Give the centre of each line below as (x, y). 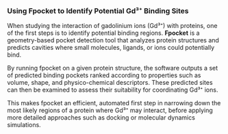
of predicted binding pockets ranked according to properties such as (104, 75)
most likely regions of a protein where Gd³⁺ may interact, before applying (110, 110)
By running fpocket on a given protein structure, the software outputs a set (113, 68)
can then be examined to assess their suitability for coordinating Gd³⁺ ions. (113, 90)
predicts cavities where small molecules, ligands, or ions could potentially (111, 48)
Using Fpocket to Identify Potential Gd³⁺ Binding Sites (98, 11)
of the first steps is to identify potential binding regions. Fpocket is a (103, 33)
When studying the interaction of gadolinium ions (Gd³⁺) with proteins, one (112, 26)
